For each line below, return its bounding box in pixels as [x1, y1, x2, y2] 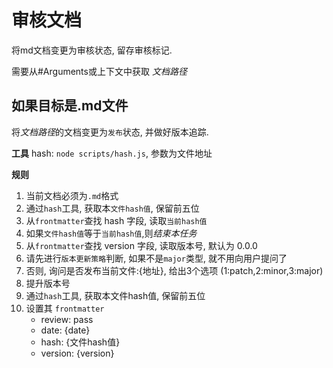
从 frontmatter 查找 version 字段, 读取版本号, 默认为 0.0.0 [25, 239, 258, 251]
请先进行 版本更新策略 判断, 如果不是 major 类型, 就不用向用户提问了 [25, 252, 288, 264]
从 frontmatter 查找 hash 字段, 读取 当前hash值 [25, 214, 208, 226]
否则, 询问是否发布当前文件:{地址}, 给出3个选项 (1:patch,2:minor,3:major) [25, 264, 324, 276]
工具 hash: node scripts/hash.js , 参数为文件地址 [11, 147, 213, 159]
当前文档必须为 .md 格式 [25, 189, 119, 201]
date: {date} [40, 324, 91, 336]
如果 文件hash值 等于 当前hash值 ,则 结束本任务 [25, 227, 198, 239]
